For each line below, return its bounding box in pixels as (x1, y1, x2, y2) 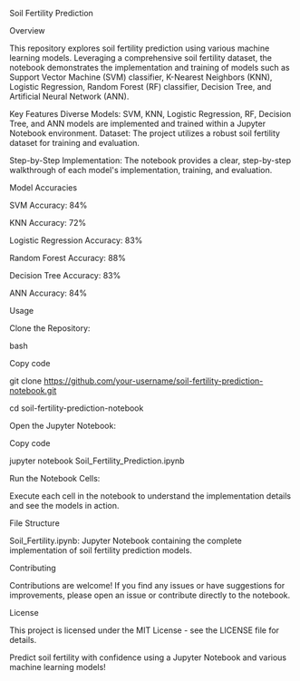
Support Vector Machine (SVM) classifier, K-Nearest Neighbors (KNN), (9, 72, 273, 83)
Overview (9, 25, 45, 35)
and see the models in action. (9, 501, 120, 511)
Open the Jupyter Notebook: (9, 421, 116, 431)
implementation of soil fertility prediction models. (9, 545, 192, 556)
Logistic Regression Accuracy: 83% (9, 235, 143, 246)
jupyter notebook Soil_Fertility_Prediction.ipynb (9, 455, 185, 466)
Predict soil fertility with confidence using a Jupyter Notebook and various (9, 652, 287, 663)
